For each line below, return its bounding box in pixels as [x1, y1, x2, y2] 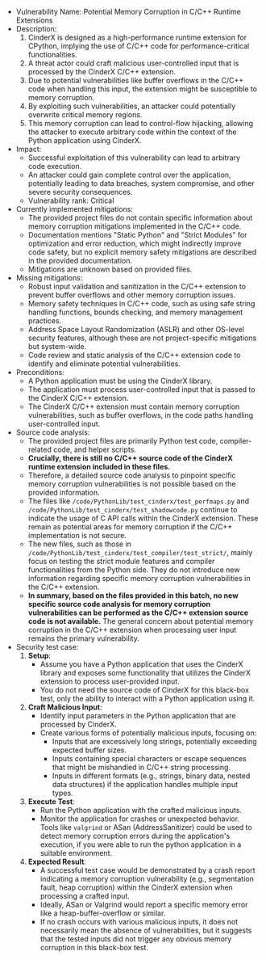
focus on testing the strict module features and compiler [27, 557, 215, 566]
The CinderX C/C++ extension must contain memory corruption [27, 402, 240, 411]
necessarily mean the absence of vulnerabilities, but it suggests [39, 925, 252, 935]
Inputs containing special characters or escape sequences [52, 754, 247, 763]
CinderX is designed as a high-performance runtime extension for [27, 32, 247, 42]
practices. [27, 316, 62, 326]
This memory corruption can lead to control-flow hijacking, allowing [27, 119, 254, 128]
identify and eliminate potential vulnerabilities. [27, 359, 181, 368]
